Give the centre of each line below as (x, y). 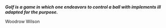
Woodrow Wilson (22, 21)
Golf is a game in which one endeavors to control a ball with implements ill (83, 7)
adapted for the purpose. (32, 12)
